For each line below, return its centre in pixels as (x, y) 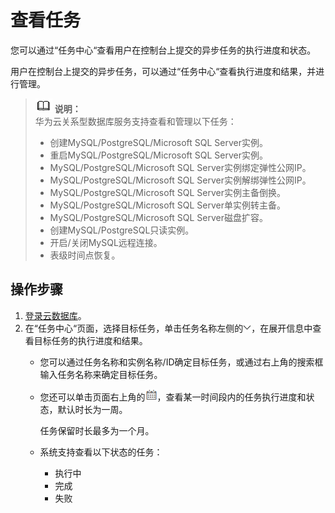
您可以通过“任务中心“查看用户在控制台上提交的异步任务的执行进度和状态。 (163, 50)
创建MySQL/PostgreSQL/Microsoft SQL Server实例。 (159, 142)
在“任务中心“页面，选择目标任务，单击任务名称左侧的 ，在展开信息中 (168, 328)
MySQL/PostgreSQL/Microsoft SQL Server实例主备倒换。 (168, 192)
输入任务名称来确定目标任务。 (101, 374)
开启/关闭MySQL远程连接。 (106, 242)
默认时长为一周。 (92, 409)
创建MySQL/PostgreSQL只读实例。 (122, 230)
